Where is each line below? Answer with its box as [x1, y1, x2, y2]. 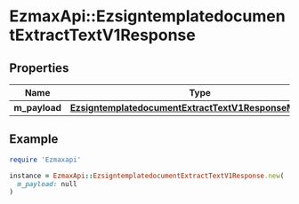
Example [9, 131, 59, 147]
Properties [9, 60, 69, 75]
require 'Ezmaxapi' [9, 155, 82, 164]
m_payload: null [17, 179, 77, 188]
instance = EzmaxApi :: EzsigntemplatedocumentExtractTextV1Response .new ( [9, 171, 285, 180]
